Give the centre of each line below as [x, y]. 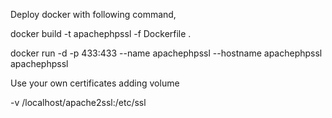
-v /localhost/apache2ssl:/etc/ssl [78, 102]
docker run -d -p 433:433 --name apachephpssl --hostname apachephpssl [166, 53]
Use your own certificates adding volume [95, 83]
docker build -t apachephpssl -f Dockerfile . [101, 33]
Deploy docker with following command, [93, 14]
